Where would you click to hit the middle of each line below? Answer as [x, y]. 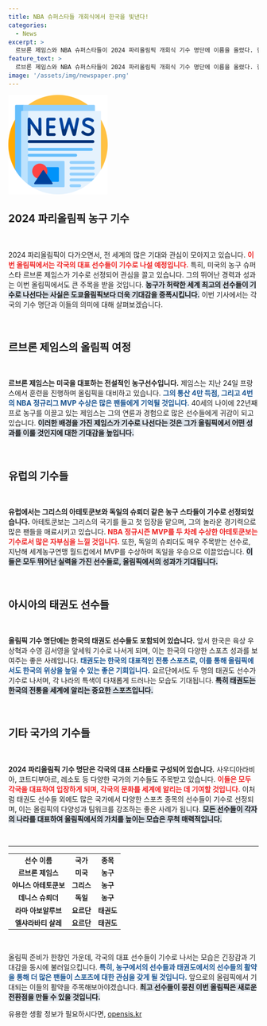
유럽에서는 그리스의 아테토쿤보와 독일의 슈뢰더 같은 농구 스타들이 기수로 [117, 512]
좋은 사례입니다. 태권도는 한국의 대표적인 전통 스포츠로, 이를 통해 [128, 661]
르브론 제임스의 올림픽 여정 [70, 347]
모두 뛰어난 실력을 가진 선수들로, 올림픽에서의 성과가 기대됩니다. [120, 562]
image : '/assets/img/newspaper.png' [69, 76]
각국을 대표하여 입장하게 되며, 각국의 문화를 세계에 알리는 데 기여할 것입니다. [124, 789]
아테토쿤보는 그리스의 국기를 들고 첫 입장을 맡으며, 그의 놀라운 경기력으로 [144, 522]
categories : [28, 25]
